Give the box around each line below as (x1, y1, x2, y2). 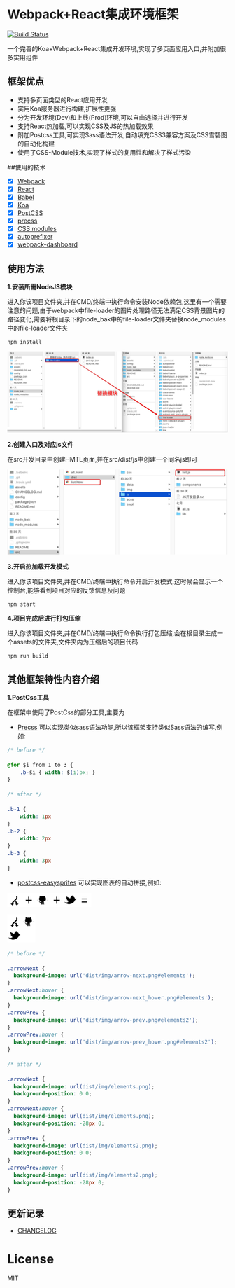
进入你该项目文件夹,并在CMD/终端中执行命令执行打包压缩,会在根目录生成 (7, 629, 218, 637)
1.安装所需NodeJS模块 (7, 283, 73, 291)
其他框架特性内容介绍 (7, 673, 99, 685)
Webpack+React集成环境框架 (7, 6, 180, 22)
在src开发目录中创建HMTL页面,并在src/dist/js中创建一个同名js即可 (7, 455, 198, 464)
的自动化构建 (17, 139, 55, 148)
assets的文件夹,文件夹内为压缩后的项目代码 (13, 638, 138, 646)
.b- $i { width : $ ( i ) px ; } (20, 768, 96, 776)
